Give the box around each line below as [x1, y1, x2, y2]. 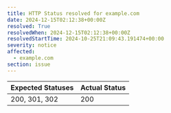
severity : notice [7, 42, 57, 49]
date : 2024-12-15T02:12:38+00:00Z [7, 16, 106, 23]
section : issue [7, 61, 51, 68]
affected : [7, 49, 36, 55]
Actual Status [80, 83, 126, 92]
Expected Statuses [10, 83, 74, 92]
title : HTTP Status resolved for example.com [7, 10, 139, 17]
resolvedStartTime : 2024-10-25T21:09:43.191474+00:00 [7, 36, 165, 42]
